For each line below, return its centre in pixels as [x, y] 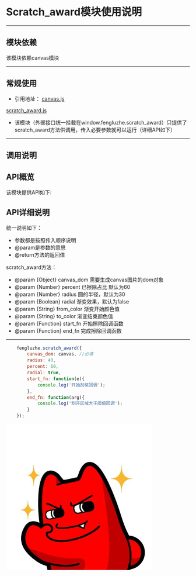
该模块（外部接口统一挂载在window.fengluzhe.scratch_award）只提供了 [101, 122]
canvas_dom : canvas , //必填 [60, 354]
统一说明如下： [24, 227]
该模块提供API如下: [29, 192]
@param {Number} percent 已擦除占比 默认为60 [72, 287]
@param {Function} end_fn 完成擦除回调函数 [68, 330]
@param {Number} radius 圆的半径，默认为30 [70, 294]
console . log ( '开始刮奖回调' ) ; [71, 385]
